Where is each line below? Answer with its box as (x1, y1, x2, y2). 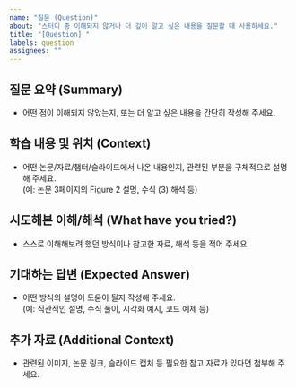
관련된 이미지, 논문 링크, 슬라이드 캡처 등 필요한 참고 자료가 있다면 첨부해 (22, 358, 276, 368)
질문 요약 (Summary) (9, 82, 123, 97)
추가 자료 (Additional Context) (9, 332, 175, 348)
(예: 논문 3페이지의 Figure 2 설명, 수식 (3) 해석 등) (22, 184, 198, 194)
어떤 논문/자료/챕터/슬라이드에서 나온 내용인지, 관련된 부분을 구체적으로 (22, 161, 271, 172)
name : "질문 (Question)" (9, 13, 99, 22)
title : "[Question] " (9, 30, 91, 39)
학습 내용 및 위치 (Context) (9, 136, 152, 151)
